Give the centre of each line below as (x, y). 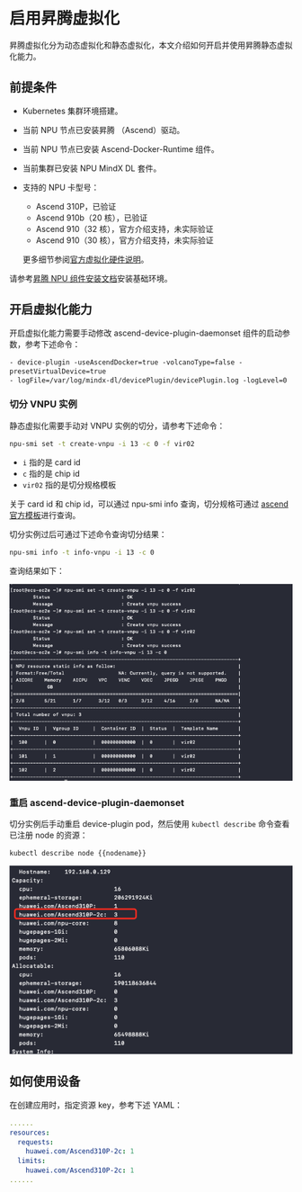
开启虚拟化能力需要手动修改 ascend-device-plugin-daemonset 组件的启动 (146, 333)
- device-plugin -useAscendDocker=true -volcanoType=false (122, 362)
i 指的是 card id (51, 462)
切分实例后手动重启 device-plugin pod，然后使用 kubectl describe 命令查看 (150, 824)
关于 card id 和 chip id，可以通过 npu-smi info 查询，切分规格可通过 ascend (149, 504)
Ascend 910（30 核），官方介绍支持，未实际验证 (124, 240)
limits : (32, 1161)
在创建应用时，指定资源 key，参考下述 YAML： (96, 1105)
